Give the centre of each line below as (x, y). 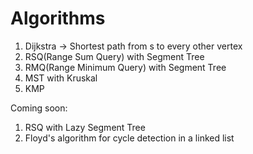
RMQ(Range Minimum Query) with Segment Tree (125, 67)
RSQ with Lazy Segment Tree (85, 127)
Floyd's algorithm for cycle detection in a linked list (129, 138)
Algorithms (58, 18)
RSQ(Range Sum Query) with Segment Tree (114, 56)
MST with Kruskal (61, 78)
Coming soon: (39, 108)
